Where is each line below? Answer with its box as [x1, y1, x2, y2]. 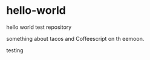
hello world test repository [6, 23, 72, 31]
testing [6, 46, 24, 54]
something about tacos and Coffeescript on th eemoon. [6, 35, 145, 42]
